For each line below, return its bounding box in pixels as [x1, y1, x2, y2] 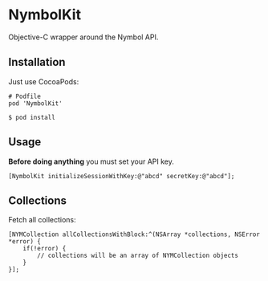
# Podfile [8, 92, 42, 100]
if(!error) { [22, 245, 67, 253]
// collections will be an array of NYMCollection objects [37, 251, 239, 260]
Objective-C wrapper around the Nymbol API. [8, 32, 159, 42]
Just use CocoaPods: [8, 76, 79, 86]
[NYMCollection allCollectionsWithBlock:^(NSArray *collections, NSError [8, 230, 261, 238]
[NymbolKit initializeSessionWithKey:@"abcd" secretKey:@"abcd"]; [8, 172, 235, 180]
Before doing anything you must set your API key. [8, 157, 175, 166]
